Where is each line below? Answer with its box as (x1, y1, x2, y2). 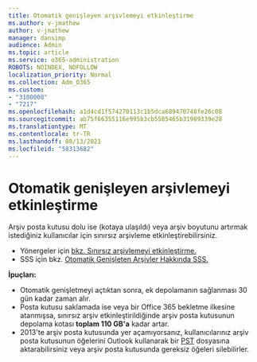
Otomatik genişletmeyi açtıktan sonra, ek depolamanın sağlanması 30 (19, 286, 248, 295)
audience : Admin (8, 41, 62, 49)
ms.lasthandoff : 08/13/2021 (8, 137, 102, 146)
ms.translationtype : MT (8, 123, 88, 130)
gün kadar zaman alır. (19, 294, 92, 303)
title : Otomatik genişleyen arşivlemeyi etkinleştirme (8, 11, 194, 20)
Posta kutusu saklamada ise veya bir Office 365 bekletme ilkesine (19, 302, 236, 312)
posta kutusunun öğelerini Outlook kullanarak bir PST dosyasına (19, 336, 230, 346)
